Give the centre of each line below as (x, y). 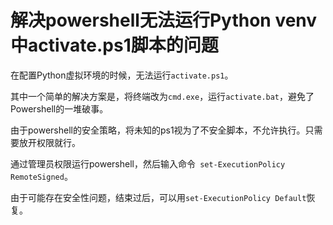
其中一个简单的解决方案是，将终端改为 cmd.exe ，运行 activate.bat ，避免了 (162, 96)
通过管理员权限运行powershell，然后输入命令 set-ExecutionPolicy (148, 163)
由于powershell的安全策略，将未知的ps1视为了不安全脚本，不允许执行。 (158, 130)
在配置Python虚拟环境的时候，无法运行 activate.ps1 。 (122, 75)
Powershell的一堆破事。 (59, 108)
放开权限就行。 (49, 142)
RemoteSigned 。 (41, 176)
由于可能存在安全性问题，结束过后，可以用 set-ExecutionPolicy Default (158, 197)
